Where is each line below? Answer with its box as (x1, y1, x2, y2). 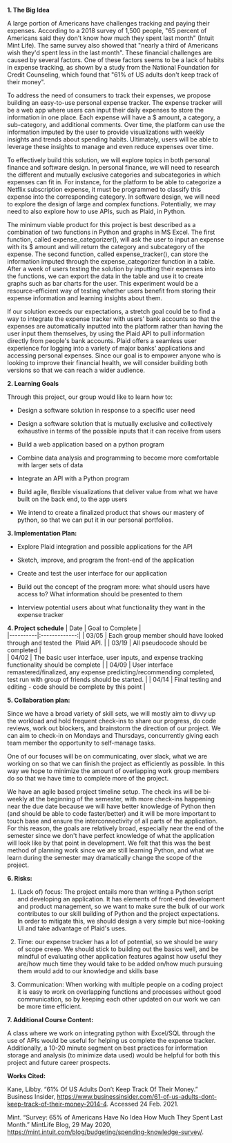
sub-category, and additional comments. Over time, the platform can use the (7, 121, 225, 128)
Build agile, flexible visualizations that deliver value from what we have (17, 488, 218, 496)
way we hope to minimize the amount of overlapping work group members (7, 767, 220, 775)
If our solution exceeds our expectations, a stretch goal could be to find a (7, 307, 215, 315)
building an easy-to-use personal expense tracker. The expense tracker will (7, 99, 222, 106)
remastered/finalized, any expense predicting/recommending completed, (7, 668, 215, 676)
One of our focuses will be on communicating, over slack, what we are (7, 752, 208, 760)
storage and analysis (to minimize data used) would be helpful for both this (7, 1051, 220, 1059)
